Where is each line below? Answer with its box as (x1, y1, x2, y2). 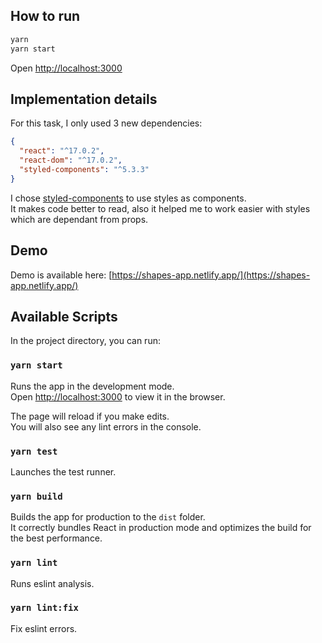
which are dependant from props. (10, 213, 149, 225)
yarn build (10, 490, 63, 502)
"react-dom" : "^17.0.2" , (19, 155, 123, 166)
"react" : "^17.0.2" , (19, 146, 105, 156)
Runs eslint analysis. (10, 577, 95, 589)
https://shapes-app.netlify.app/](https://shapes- (111, 269, 311, 281)
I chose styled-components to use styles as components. (10, 192, 247, 204)
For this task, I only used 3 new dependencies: (10, 117, 203, 129)
